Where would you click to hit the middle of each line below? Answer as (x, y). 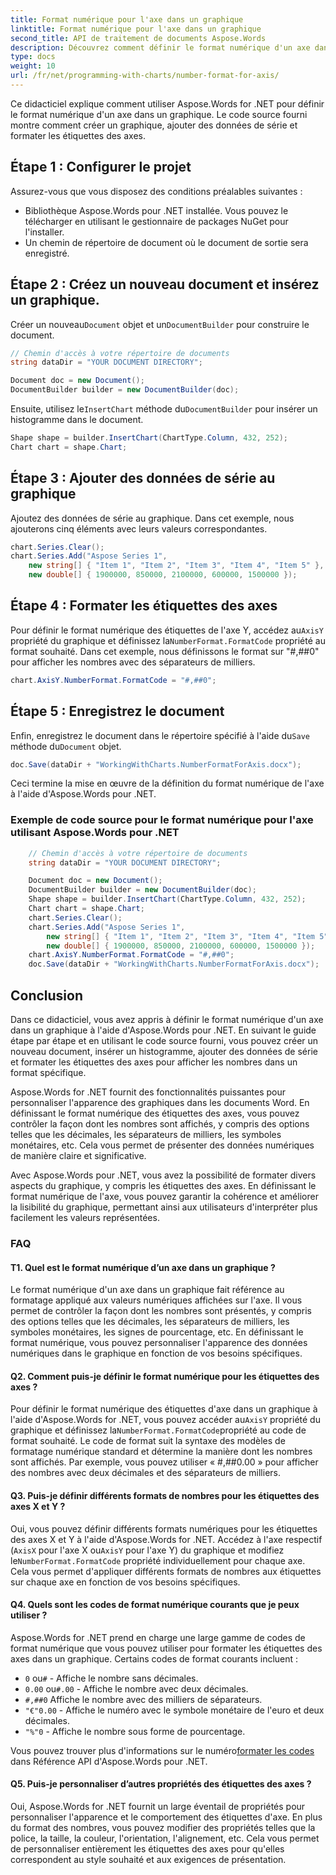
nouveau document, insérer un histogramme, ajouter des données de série (164, 1052)
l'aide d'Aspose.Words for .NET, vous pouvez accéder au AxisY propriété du (165, 1420)
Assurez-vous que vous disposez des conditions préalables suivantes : (156, 191)
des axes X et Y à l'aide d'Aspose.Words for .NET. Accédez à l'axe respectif (166, 1539)
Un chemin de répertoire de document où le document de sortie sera (166, 242)
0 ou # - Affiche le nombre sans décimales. (111, 1678)
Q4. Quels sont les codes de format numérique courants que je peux (155, 1605)
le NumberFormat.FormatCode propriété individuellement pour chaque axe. (158, 1560)
